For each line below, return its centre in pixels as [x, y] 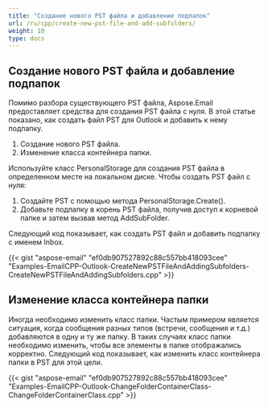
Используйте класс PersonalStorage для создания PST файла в [117, 168]
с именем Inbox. [36, 242]
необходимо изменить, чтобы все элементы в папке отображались [125, 345]
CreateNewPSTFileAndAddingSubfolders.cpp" [85, 275]
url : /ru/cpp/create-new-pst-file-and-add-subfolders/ [102, 23]
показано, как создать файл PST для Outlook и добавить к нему [118, 120]
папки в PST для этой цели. [56, 362]
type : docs [27, 38]
